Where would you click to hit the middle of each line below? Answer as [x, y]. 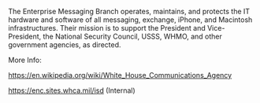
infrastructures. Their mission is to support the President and [107, 28]
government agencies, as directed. [65, 45]
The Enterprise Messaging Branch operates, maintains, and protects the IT [129, 11]
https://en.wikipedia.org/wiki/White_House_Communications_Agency [120, 75]
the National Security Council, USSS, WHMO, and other [133, 36]
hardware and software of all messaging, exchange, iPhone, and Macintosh [130, 20]
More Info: [25, 60]
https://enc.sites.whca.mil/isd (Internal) [72, 90]
